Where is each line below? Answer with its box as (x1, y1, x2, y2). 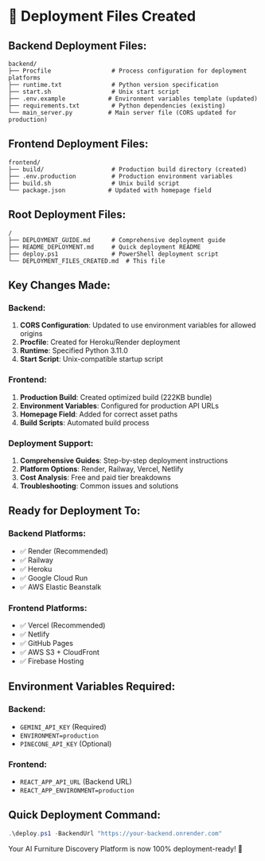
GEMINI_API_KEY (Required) (19, 722, 107, 731)
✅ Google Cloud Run (19, 573, 88, 582)
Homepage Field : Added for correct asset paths (19, 409, 178, 419)
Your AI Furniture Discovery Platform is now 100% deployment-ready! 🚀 (8, 843, 243, 853)
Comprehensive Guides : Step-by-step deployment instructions (19, 456, 228, 465)
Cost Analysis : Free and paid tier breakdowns (19, 472, 171, 482)
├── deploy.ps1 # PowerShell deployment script (8, 250, 219, 258)
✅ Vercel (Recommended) (19, 620, 106, 630)
